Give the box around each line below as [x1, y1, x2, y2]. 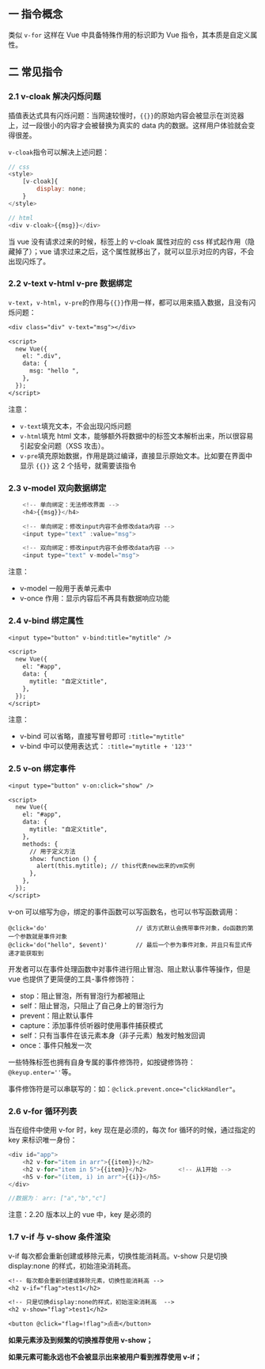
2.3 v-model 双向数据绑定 [8, 482, 107, 493]
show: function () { [28, 855, 97, 863]
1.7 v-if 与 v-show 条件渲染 [8, 1231, 111, 1242]
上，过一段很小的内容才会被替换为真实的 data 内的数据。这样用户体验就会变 [8, 120, 256, 130]
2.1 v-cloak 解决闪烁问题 [8, 91, 101, 102]
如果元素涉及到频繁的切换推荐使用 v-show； [8, 1336, 153, 1345]
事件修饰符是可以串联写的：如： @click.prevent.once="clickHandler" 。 [8, 1083, 240, 1094]
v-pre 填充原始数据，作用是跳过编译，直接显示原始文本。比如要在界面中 [19, 450, 253, 461]
